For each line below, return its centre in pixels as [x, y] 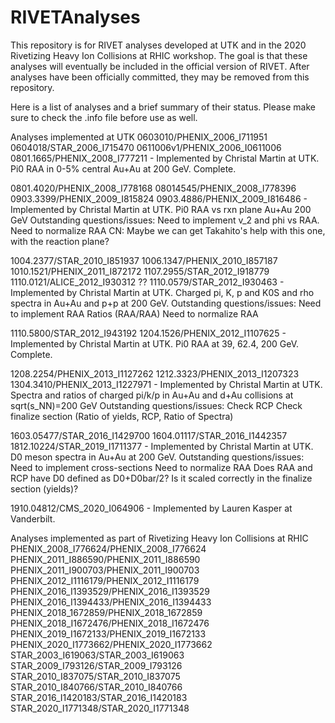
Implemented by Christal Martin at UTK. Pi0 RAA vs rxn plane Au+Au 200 [161, 209]
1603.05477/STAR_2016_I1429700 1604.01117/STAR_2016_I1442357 [149, 435]
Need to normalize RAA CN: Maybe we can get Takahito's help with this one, [168, 230]
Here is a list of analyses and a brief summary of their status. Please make [163, 107]
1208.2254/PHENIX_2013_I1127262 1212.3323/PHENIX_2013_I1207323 [155, 373]
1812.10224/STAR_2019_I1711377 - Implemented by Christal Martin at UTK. [162, 446]
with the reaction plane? [60, 241]
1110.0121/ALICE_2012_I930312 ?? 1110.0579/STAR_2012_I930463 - [147, 282]
